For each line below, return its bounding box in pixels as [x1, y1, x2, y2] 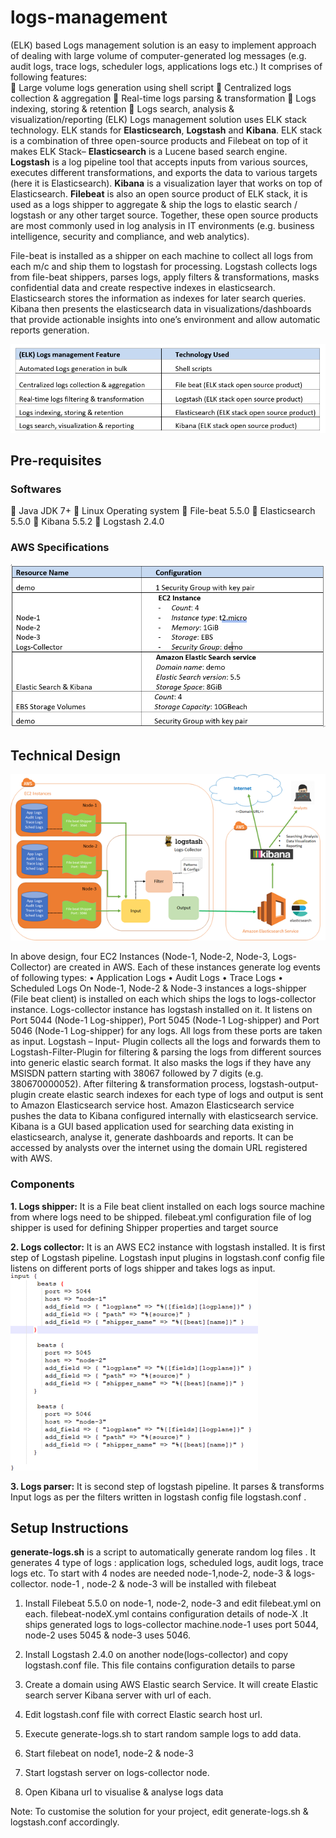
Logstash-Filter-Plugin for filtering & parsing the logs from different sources [10, 1046, 322, 1058]
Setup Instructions [10, 1520, 129, 1537]
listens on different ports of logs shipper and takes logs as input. [10, 1262, 276, 1274]
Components [10, 1177, 75, 1191]
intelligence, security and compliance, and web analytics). [10, 230, 250, 242]
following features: [10, 71, 88, 83]
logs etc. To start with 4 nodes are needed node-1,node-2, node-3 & [10, 1567, 292, 1580]
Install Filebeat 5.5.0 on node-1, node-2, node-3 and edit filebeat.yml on [24, 1597, 322, 1610]
